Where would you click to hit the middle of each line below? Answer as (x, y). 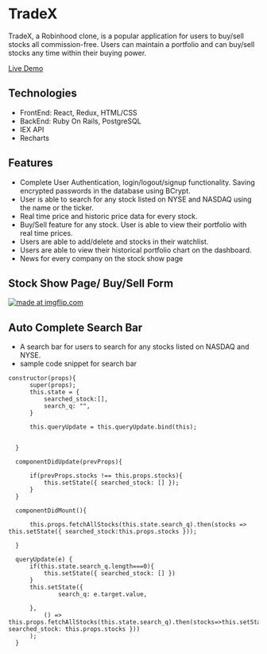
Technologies (43, 94)
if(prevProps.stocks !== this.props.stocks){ (106, 476)
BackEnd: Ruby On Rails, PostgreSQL (80, 121)
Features (31, 163)
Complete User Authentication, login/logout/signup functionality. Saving (137, 182)
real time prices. (46, 233)
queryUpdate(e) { (44, 560)
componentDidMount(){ (51, 511)
